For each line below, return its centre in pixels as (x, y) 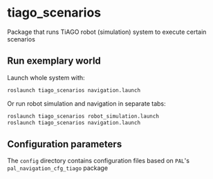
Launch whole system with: (46, 77)
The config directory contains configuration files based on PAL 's (99, 161)
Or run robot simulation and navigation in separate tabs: (86, 103)
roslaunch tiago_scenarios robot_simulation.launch (83, 116)
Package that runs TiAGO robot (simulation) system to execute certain (107, 32)
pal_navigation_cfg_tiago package (58, 168)
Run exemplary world (54, 61)
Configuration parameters (65, 144)
